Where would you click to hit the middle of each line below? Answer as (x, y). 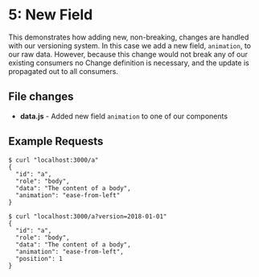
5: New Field (51, 15)
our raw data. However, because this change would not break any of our (128, 54)
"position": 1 (39, 258)
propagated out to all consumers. (64, 71)
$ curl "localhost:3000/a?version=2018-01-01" (88, 216)
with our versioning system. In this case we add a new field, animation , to (130, 45)
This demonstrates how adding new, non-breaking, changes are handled (129, 37)
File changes (41, 97)
